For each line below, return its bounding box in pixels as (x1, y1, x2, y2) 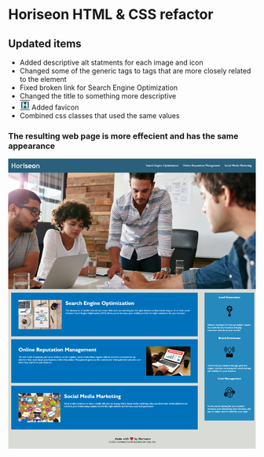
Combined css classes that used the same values (19, 111, 180, 120)
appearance (8, 140, 56, 151)
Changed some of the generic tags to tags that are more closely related (19, 66, 251, 76)
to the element (19, 75, 67, 84)
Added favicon (31, 102, 79, 112)
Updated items (8, 37, 82, 50)
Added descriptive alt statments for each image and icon (19, 58, 203, 67)
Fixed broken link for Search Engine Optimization (19, 83, 178, 92)
